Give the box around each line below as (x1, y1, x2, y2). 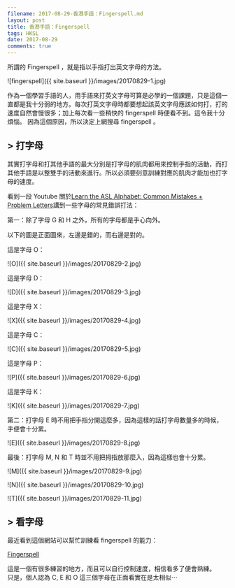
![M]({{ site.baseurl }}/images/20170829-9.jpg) (7, 466, 143, 475)
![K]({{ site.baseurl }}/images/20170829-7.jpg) (7, 401, 140, 410)
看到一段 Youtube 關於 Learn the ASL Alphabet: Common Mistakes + (7, 192, 203, 200)
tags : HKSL (7, 29, 39, 37)
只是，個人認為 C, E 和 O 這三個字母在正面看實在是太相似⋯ (7, 573, 178, 581)
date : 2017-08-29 (7, 36, 58, 43)
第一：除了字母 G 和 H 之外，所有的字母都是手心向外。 (7, 215, 164, 224)
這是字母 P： (7, 359, 44, 367)
